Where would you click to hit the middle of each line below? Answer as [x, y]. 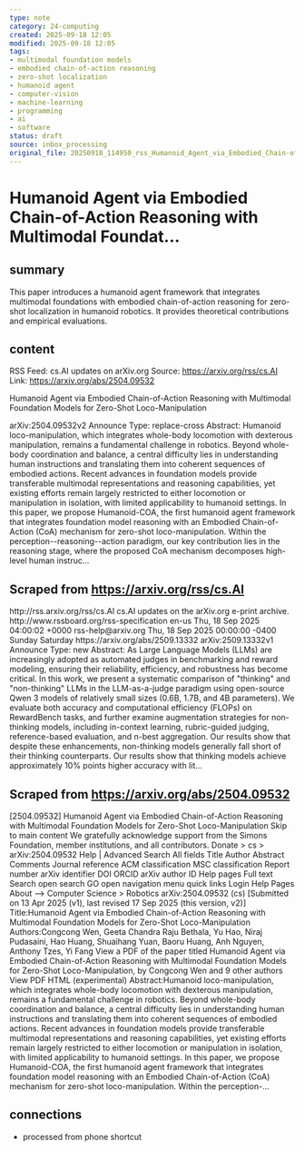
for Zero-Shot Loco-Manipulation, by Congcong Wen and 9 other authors [146, 971]
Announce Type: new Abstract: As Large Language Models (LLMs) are [141, 650]
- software [30, 128]
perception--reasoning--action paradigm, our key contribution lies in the [145, 541]
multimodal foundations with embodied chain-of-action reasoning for [138, 302]
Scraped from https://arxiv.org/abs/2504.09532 [150, 794]
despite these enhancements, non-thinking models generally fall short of [145, 747]
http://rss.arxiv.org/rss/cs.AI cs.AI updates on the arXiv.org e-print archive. [149, 611]
